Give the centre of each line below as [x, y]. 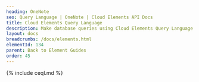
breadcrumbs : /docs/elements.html [49, 39]
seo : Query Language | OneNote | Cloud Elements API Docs [80, 17]
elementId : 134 [25, 45]
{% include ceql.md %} [35, 72]
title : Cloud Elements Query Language [54, 23]
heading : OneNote [28, 12]
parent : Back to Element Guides [46, 51]
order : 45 [18, 56]
